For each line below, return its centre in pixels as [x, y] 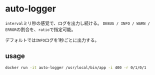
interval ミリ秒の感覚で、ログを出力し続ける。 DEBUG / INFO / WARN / [78, 23]
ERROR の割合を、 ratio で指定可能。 [40, 29]
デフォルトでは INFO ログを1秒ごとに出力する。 [52, 40]
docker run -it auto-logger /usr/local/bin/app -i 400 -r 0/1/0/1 [76, 67]
